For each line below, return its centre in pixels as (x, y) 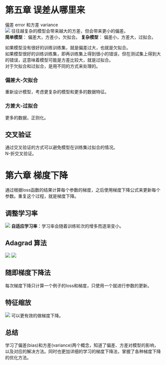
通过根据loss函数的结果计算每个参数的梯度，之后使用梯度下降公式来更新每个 (83, 190)
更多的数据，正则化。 (27, 118)
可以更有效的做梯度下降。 (37, 315)
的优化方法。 (18, 358)
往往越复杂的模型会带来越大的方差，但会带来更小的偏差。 (70, 31)
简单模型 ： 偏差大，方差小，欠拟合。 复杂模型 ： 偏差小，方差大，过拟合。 (81, 37)
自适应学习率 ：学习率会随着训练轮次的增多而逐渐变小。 (67, 226)
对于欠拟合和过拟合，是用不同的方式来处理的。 (53, 66)
